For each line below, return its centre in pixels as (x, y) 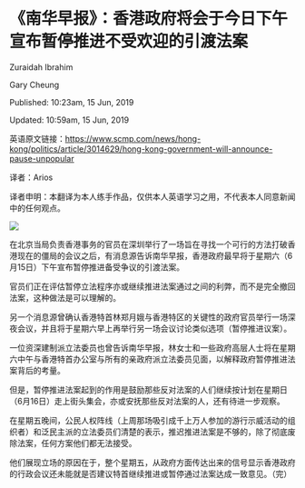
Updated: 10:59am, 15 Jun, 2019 (69, 120)
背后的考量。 (41, 370)
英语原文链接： (37, 138)
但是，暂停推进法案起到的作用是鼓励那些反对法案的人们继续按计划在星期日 (148, 389)
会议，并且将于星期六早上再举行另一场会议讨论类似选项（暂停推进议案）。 (154, 328)
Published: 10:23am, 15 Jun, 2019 (72, 102)
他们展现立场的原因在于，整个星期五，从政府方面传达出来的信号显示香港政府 (152, 462)
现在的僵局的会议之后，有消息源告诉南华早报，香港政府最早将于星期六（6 (155, 255)
